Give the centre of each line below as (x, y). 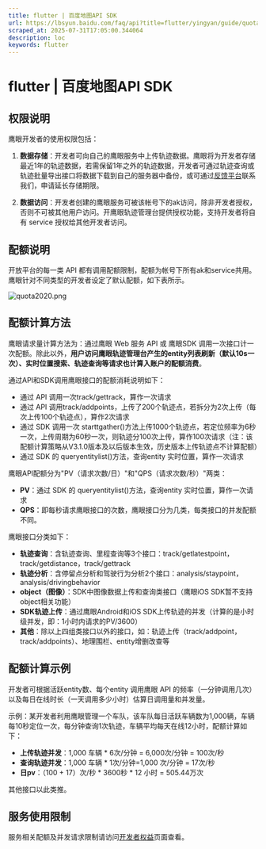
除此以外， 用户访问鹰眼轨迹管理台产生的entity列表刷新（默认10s (141, 353)
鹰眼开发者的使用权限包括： (53, 139)
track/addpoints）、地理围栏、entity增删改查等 (95, 641)
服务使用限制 (40, 816)
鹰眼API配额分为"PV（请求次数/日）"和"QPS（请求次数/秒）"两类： (118, 473)
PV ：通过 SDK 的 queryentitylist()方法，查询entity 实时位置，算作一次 (133, 490)
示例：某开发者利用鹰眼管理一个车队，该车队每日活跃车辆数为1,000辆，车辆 (131, 716)
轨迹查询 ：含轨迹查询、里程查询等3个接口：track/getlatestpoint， (127, 553)
